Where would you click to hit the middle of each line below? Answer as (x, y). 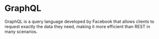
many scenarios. (21, 31)
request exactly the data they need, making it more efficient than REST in (78, 26)
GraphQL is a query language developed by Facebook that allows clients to (79, 21)
